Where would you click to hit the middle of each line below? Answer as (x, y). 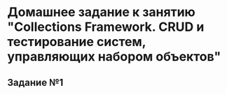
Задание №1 (35, 82)
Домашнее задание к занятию (102, 12)
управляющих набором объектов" (114, 57)
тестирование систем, (76, 42)
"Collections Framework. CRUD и (106, 27)
